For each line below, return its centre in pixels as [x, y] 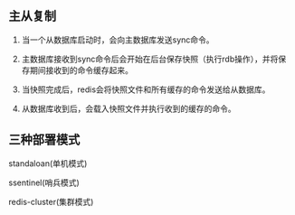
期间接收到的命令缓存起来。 [81, 70]
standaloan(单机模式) [48, 163]
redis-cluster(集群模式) [51, 201]
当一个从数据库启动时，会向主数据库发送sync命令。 [118, 40]
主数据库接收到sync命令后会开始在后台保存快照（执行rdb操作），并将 [150, 59]
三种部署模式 [44, 140]
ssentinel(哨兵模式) [44, 182]
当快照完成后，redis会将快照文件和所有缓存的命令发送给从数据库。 [146, 89]
